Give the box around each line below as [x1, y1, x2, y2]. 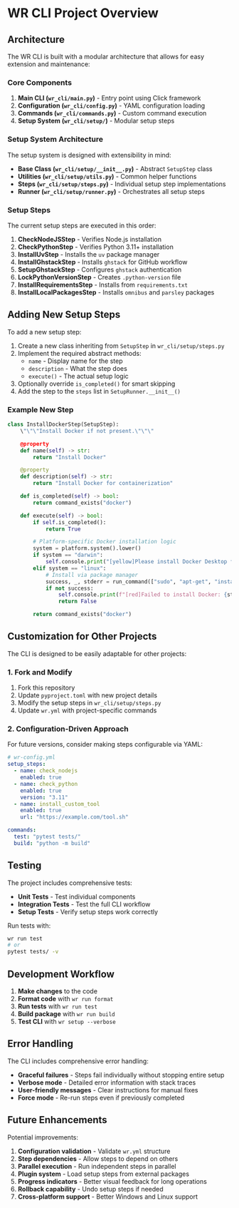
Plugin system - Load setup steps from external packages [17, 1169, 190, 1178]
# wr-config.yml [7, 754, 55, 761]
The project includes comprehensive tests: [7, 879, 133, 887]
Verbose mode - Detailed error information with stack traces [17, 1078, 196, 1087]
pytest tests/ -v [7, 948, 59, 956]
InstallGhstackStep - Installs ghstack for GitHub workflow [17, 257, 188, 266]
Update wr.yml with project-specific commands [17, 706, 157, 715]
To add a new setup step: [7, 327, 82, 336]
